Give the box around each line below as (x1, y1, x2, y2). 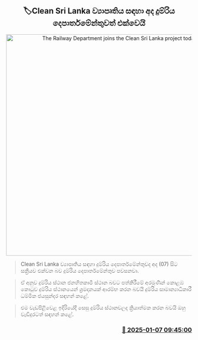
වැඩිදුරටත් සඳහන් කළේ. (20, 310, 74, 318)
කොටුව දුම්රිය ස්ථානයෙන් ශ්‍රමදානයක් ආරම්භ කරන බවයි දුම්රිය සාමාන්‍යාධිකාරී (20, 285, 192, 292)
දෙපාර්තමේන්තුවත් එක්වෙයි (52, 18, 146, 28)
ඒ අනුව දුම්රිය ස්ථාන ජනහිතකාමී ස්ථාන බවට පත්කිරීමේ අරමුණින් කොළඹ (20, 279, 184, 286)
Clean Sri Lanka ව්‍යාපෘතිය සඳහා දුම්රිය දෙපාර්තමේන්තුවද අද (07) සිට (20, 260, 178, 267)
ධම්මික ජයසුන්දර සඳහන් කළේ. (20, 292, 90, 299)
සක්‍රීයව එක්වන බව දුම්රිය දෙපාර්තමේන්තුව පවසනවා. (20, 267, 139, 274)
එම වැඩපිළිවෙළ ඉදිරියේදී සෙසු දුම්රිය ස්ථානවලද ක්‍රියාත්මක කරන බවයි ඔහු (20, 304, 186, 311)
